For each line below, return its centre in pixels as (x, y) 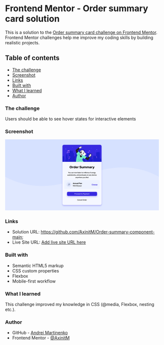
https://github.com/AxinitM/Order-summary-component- (98, 232)
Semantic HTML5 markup (38, 266)
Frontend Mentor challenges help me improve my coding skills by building (79, 38)
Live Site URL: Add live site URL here (49, 242)
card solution (32, 19)
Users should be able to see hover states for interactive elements (71, 119)
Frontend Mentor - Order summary (77, 9)
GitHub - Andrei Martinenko (40, 333)
